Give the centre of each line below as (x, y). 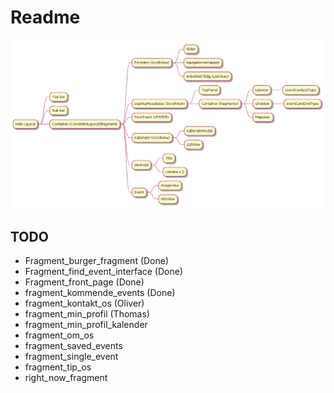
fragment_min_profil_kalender (86, 324)
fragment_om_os (59, 335)
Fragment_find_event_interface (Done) (104, 271)
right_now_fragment (66, 377)
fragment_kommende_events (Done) (100, 292)
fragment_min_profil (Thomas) (87, 313)
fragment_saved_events (73, 345)
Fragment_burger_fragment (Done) (97, 260)
